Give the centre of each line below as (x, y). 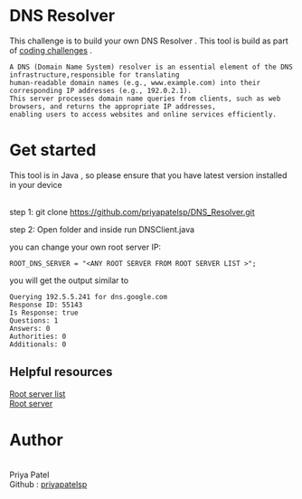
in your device (36, 184)
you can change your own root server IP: (85, 247)
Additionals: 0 (38, 344)
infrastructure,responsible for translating (94, 75)
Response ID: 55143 (46, 305)
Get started (53, 151)
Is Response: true (44, 313)
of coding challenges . (51, 50)
